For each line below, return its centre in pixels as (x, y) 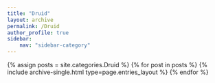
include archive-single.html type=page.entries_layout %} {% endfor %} (108, 72)
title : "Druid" (29, 13)
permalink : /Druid (33, 26)
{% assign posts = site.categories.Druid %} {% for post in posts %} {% (107, 65)
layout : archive (30, 20)
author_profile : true (38, 33)
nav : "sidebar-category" (55, 45)
